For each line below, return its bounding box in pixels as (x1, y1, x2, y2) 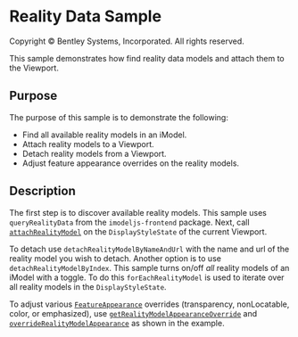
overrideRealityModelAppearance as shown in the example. (9, 317, 225, 328)
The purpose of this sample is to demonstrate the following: (9, 111, 229, 122)
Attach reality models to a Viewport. (21, 138, 154, 149)
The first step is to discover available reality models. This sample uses (9, 207, 268, 218)
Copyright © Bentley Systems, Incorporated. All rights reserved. (9, 36, 245, 46)
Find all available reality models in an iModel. (21, 129, 187, 140)
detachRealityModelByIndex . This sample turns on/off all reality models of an (9, 262, 290, 273)
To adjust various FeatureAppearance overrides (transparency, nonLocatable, (9, 299, 290, 309)
